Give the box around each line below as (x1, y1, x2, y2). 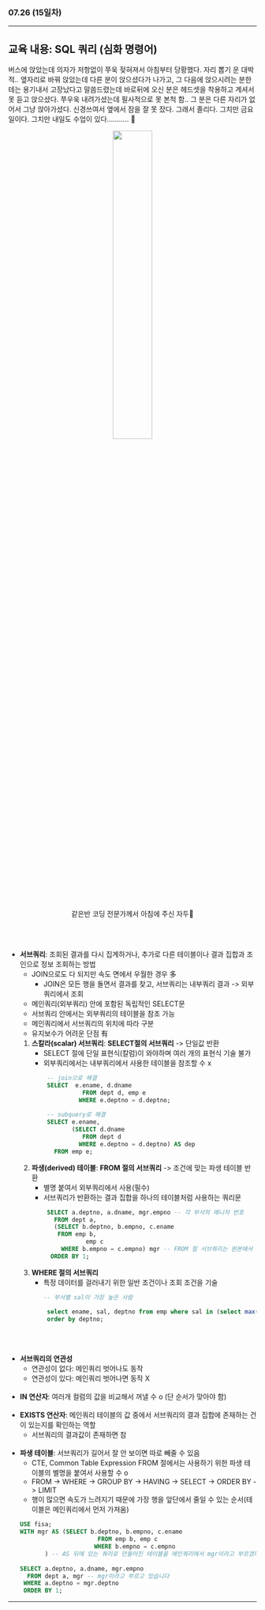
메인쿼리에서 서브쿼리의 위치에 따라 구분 (31, 1019, 155, 1029)
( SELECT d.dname (71, 1125, 125, 1134)
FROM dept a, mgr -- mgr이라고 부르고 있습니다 (27, 1572, 170, 1580)
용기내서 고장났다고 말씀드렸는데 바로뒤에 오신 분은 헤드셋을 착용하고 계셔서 (22, 85, 255, 94)
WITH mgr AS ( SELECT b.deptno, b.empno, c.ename (19, 1528, 183, 1536)
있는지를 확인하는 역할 (28, 1420, 96, 1430)
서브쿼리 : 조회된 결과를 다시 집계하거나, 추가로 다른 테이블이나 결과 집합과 (19, 950, 245, 959)
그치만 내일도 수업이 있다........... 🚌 (31, 115, 136, 124)
